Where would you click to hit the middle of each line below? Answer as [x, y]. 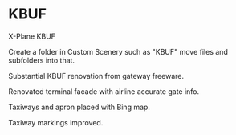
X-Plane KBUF [32, 36]
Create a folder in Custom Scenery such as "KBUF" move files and [118, 51]
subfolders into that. [41, 60]
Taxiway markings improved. [56, 122]
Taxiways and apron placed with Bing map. [79, 107]
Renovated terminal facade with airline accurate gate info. [104, 91]
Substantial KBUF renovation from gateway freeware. [96, 76]
